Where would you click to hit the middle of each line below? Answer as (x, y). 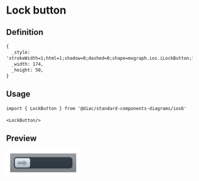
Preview (22, 139)
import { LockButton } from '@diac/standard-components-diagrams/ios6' (96, 108)
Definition (25, 32)
